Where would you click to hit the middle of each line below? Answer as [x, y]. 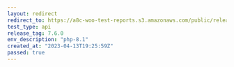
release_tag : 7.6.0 [36, 33]
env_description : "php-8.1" [48, 40]
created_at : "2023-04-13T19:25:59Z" [60, 46]
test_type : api [29, 27]
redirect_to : [26, 20]
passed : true [26, 53]
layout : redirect [32, 14]
